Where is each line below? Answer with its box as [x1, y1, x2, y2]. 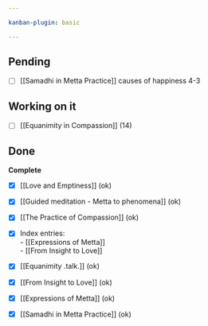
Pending [8, 55, 51, 68]
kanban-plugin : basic [8, 18, 80, 26]
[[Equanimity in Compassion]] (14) [19, 121, 133, 130]
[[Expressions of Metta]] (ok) [19, 293, 116, 303]
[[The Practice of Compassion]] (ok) [19, 212, 139, 223]
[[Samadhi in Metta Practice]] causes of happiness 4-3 [19, 76, 201, 86]
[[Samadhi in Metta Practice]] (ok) [19, 309, 131, 319]
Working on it [8, 99, 77, 113]
